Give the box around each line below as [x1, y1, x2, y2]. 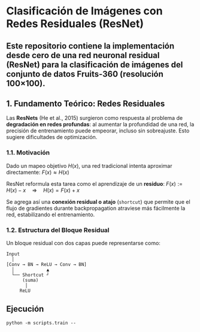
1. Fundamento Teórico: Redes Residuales [6, 98, 165, 108]
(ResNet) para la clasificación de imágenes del [6, 59, 183, 70]
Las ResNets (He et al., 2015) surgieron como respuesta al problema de [6, 114, 183, 122]
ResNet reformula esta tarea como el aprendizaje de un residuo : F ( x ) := [6, 180, 183, 187]
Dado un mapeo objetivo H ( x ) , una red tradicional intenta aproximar [6, 162, 172, 169]
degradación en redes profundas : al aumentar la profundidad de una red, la [6, 121, 195, 128]
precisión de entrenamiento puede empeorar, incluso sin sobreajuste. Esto [6, 127, 190, 134]
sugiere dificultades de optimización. [6, 134, 98, 141]
